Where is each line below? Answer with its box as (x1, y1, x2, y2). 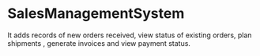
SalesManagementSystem (7, 5, 185, 23)
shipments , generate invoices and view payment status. (7, 38, 191, 47)
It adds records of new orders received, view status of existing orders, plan (7, 30, 252, 40)
